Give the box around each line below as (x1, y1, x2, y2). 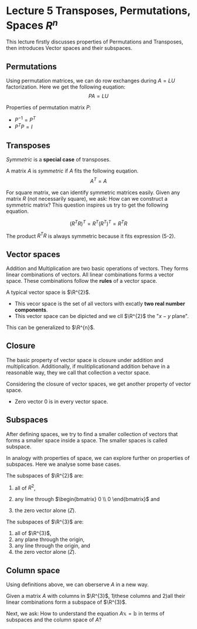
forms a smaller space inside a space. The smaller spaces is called (6, 437, 168, 444)
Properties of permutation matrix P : (6, 104, 91, 111)
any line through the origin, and (14, 542, 91, 549)
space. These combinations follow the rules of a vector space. (6, 277, 157, 284)
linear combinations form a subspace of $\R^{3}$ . (6, 598, 127, 606)
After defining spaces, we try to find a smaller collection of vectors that (6, 430, 178, 438)
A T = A (90, 177, 107, 184)
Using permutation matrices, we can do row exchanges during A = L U (6, 77, 175, 84)
